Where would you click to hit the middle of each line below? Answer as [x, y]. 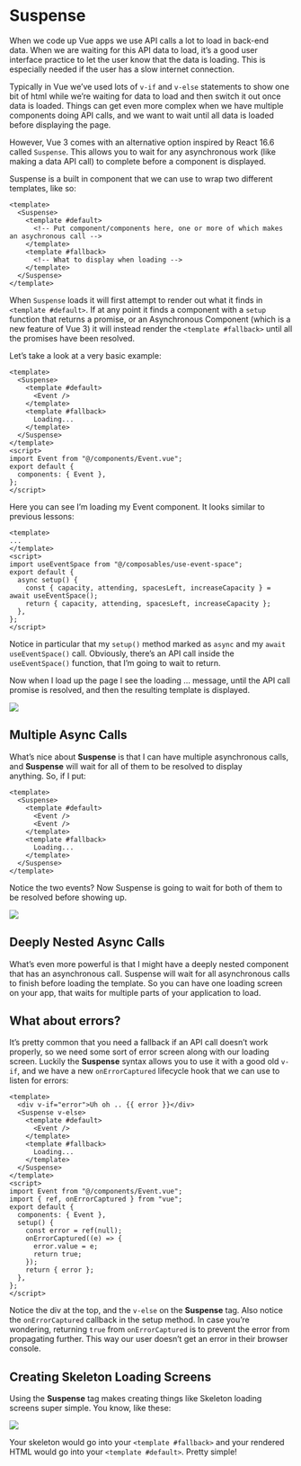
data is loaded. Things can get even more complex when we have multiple [146, 105]
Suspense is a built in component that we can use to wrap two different [141, 178]
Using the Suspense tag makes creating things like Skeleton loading [136, 1399]
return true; [58, 1255]
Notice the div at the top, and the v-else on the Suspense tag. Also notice [146, 1311]
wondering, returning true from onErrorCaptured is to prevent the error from [150, 1329]
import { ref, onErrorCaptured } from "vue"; [96, 1199]
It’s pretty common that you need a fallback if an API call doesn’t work [139, 1043]
